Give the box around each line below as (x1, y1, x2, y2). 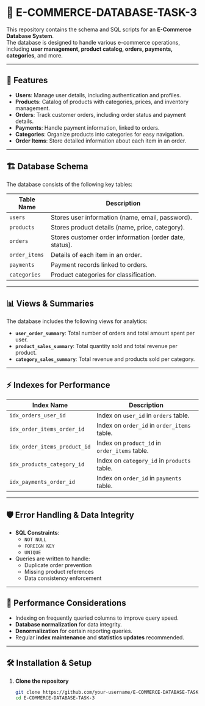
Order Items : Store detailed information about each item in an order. (15, 137, 187, 144)
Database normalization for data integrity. (15, 620, 122, 628)
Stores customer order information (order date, (51, 232, 185, 241)
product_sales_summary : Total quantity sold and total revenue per (15, 343, 178, 350)
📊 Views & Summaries (6, 298, 95, 308)
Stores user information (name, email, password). (51, 213, 192, 221)
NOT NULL (24, 537, 47, 543)
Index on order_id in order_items (96, 422, 191, 430)
